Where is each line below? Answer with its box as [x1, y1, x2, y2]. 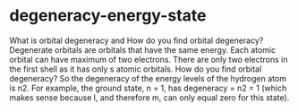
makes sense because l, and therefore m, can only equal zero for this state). [9, 91, 290, 103]
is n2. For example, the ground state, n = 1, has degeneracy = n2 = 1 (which [9, 82, 287, 93]
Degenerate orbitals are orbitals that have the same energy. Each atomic [9, 44, 276, 55]
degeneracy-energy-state [9, 5, 207, 26]
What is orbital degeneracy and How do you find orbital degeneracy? [9, 35, 264, 46]
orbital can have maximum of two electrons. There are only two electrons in [9, 54, 288, 65]
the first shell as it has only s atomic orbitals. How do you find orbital [9, 64, 262, 74]
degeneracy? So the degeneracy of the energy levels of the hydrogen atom [9, 73, 286, 83]
